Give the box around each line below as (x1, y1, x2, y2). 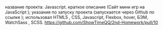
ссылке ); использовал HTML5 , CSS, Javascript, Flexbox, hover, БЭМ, (5, 15, 148, 20)
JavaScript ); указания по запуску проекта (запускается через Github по (5, 9, 155, 15)
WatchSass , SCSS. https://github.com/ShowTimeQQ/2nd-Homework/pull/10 (5, 19, 159, 25)
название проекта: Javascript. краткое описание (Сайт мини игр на (5, 4, 145, 10)
